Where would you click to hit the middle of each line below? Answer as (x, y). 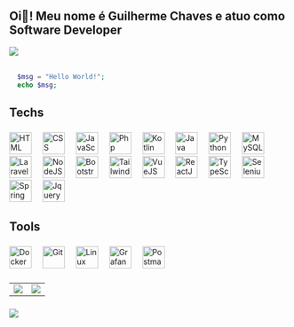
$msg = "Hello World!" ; (61, 76)
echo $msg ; (37, 85)
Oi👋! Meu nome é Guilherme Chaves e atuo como (147, 16)
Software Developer (66, 31)
